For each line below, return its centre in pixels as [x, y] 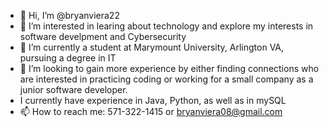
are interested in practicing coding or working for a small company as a [166, 79]
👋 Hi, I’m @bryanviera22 [69, 15]
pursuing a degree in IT [68, 58]
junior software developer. [73, 89]
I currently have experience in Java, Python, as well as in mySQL [153, 100]
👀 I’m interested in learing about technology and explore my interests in [166, 26]
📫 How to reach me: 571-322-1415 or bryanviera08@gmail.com [151, 111]
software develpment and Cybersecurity [103, 36]
